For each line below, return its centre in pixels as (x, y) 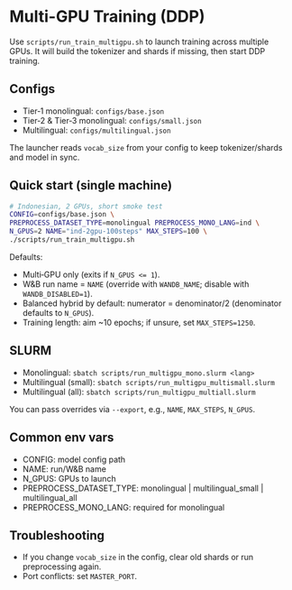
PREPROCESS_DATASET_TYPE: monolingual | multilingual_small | (143, 488)
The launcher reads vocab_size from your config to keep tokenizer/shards (146, 147)
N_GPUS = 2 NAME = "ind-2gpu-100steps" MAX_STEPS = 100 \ (108, 232)
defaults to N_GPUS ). (58, 312)
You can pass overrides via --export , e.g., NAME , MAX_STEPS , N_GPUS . (132, 409)
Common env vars (62, 438)
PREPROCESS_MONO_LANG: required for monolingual (123, 507)
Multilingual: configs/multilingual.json (96, 130)
